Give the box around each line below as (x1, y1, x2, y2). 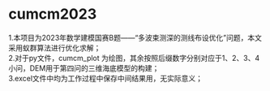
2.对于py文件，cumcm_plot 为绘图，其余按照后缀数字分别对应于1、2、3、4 (8, 53, 260, 63)
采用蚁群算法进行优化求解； (8, 42, 101, 53)
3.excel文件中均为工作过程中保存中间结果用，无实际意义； (8, 73, 204, 83)
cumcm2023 (8, 5, 97, 24)
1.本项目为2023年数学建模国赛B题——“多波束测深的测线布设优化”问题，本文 (8, 32, 262, 42)
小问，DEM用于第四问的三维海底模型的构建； (8, 63, 160, 73)
